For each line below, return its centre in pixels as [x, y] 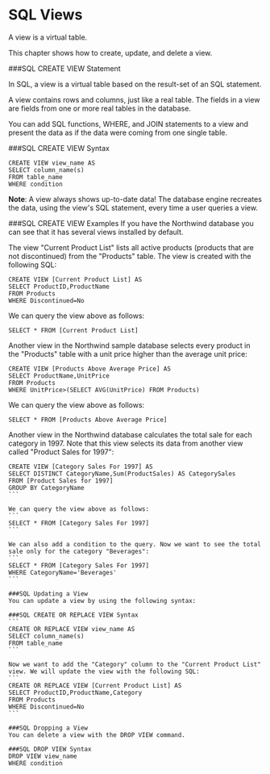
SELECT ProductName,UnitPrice [59, 376]
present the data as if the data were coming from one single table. [118, 132]
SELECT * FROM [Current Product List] [73, 330]
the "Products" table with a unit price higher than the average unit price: [128, 354]
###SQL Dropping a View [48, 728]
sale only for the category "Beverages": [79, 551]
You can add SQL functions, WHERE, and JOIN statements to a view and [128, 123]
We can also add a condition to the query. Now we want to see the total [135, 544]
